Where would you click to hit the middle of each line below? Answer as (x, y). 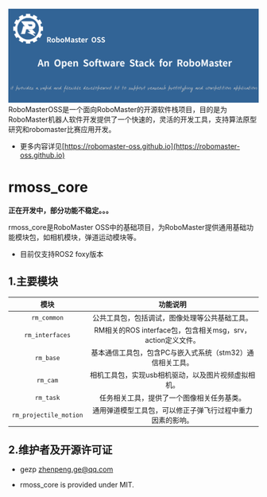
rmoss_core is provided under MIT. (77, 485)
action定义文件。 (172, 340)
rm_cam (48, 380)
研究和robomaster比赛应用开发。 (62, 129)
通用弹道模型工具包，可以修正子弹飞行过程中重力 (172, 410)
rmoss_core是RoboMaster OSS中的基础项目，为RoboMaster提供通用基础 (128, 227)
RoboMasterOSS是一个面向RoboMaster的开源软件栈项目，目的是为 (118, 109)
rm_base (47, 358)
